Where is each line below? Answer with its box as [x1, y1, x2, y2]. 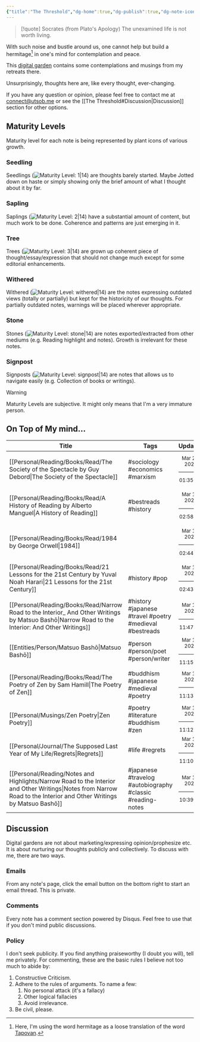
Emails [6, 867, 26, 875]
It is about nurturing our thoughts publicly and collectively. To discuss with [6, 846, 189, 853]
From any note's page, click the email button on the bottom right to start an [6, 880, 190, 888]
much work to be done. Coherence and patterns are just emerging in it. [6, 219, 180, 227]
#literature [127, 711, 157, 719]
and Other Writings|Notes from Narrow [9, 784, 118, 793]
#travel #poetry [127, 612, 171, 621]
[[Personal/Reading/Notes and [9, 770, 95, 778]
